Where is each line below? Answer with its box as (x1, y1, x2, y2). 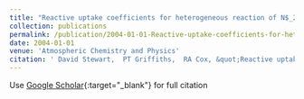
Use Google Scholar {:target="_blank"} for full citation (9, 80, 208, 90)
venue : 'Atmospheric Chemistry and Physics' (9, 47, 180, 56)
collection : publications (9, 22, 107, 31)
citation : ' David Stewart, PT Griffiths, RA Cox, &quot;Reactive (9, 55, 273, 64)
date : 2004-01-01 (9, 38, 75, 48)
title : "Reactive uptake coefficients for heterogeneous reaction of (9, 13, 278, 22)
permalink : (9, 30, 51, 39)
